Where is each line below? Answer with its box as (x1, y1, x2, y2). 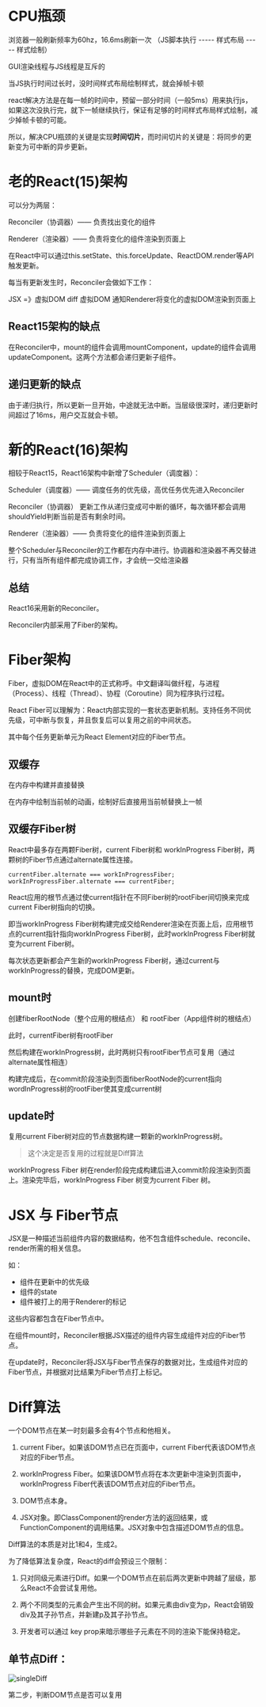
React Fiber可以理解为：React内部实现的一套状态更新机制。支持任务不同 (8, 706, 245, 715)
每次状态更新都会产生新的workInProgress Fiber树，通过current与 (8, 955, 220, 965)
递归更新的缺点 (8, 378, 82, 391)
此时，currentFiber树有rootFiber (8, 1031, 113, 1040)
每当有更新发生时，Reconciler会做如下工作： (8, 277, 154, 287)
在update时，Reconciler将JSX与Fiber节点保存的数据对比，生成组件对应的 (8, 1358, 248, 1367)
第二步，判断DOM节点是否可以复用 (8, 1690, 123, 1700)
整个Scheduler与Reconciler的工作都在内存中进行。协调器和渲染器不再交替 (8, 546, 249, 555)
